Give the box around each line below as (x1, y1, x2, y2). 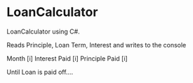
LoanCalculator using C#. (6, 27, 80, 36)
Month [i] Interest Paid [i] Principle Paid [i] (6, 54, 128, 63)
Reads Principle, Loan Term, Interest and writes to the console (6, 40, 187, 49)
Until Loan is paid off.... (6, 68, 74, 76)
